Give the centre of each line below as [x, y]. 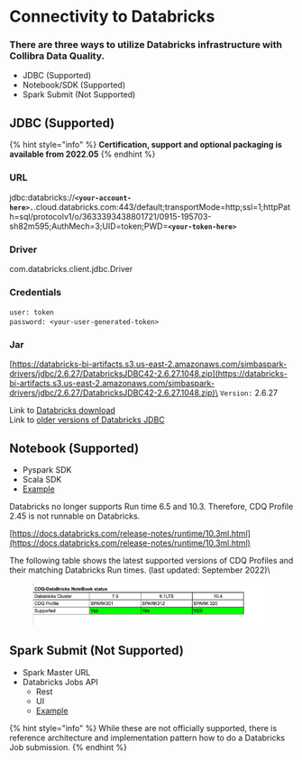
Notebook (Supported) [74, 448]
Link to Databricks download [62, 411]
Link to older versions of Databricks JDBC [87, 420]
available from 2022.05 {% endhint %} [82, 154]
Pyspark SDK [47, 470]
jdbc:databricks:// [42, 197]
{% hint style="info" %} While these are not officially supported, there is [143, 728]
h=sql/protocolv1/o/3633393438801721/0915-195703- [110, 216]
